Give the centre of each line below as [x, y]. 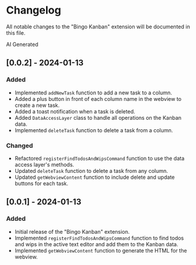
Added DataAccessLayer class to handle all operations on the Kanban [98, 117]
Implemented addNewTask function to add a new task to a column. [93, 93]
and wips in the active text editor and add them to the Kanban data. [96, 244]
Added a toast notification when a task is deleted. [75, 111]
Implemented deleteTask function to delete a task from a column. [94, 130]
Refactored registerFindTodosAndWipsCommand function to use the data [99, 158]
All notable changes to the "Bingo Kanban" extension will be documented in [98, 27]
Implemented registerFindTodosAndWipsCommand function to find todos [99, 238]
